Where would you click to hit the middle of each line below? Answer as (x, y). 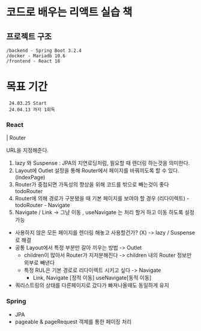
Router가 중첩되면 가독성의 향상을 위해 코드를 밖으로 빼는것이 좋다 (92, 185)
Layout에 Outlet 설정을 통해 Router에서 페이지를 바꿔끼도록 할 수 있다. (97, 171)
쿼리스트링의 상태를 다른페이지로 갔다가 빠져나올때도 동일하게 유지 (92, 285)
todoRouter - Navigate (42, 205)
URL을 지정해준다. (28, 150)
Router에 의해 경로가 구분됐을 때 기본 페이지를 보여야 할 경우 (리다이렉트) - (102, 199)
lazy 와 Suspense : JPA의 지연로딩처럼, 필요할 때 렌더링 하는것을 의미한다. (102, 163)
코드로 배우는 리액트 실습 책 (69, 12)
